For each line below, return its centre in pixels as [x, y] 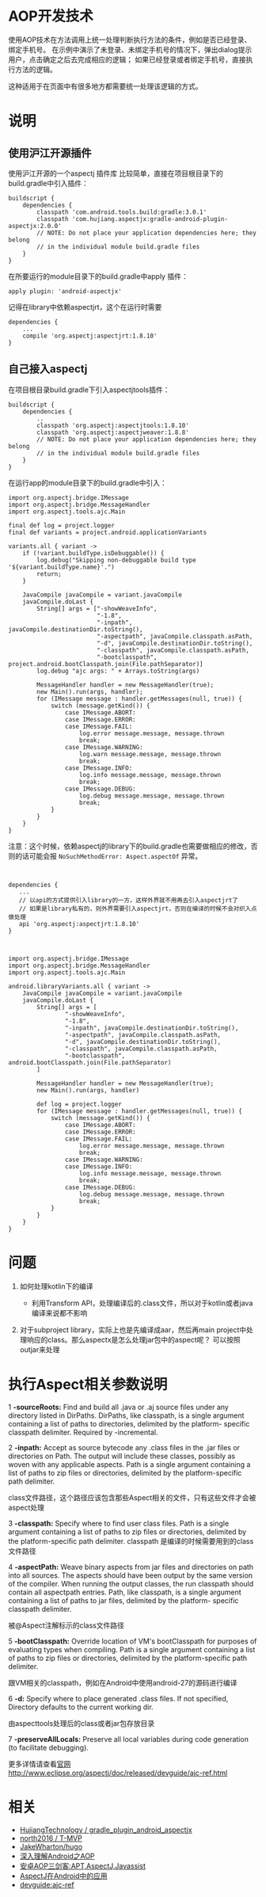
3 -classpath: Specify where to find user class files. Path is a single [119, 1523]
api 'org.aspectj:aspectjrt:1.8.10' [79, 924]
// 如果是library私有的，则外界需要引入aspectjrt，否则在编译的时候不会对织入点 [138, 909]
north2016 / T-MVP [51, 1838]
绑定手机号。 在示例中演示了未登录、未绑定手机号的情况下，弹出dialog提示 [130, 49]
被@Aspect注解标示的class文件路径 [66, 1625]
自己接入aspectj [48, 369]
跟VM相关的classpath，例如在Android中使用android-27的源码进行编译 [123, 1682]
